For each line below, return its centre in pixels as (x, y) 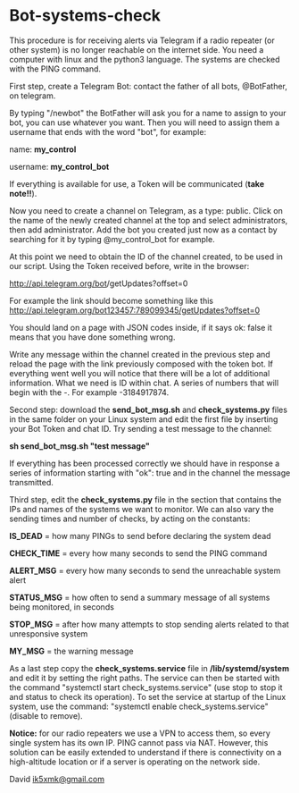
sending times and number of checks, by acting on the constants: (130, 519)
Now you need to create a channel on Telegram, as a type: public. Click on (146, 210)
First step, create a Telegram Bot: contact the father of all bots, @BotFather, (149, 86)
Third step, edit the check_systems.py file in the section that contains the (145, 499)
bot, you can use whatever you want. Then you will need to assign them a (145, 122)
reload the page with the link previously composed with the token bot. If (141, 364)
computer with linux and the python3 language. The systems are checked (145, 59)
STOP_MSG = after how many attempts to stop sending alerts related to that (149, 624)
